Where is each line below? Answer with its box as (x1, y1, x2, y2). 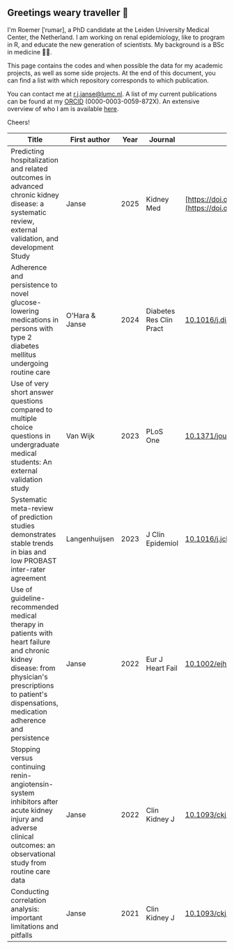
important (10, 913, 43, 922)
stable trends (10, 538, 54, 548)
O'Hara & (65, 310, 96, 320)
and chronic (10, 645, 50, 655)
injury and (10, 814, 44, 824)
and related (10, 163, 48, 173)
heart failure (10, 637, 51, 647)
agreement (10, 573, 47, 583)
